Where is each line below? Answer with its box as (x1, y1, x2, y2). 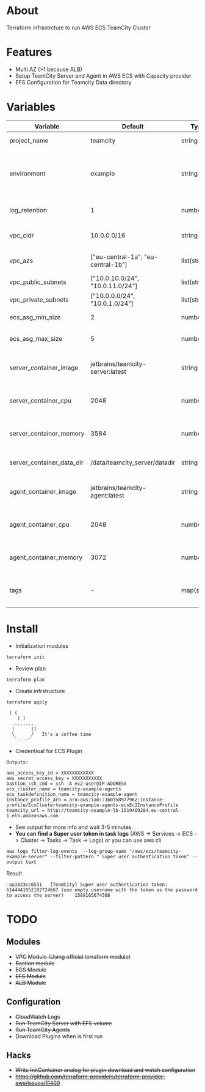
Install (6, 622, 38, 636)
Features (6, 45, 52, 59)
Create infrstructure (15, 687, 65, 694)
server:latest (90, 367, 126, 376)
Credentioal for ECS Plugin (15, 747, 82, 754)
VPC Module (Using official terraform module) (15, 953, 131, 960)
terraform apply (6, 699, 48, 705)
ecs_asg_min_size (9, 313, 61, 321)
